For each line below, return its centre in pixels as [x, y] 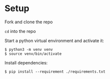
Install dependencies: [26, 63]
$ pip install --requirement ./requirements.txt [55, 71]
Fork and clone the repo [29, 22]
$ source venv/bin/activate [33, 54]
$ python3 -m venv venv [29, 49]
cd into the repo [20, 31]
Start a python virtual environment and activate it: [55, 40]
